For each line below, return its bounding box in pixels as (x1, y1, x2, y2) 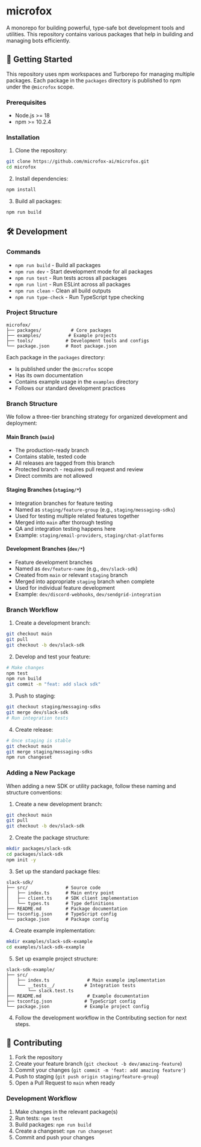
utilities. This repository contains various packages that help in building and (6, 30, 194, 37)
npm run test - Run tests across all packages (14, 274, 128, 281)
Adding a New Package (6, 768, 76, 777)
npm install (6, 187, 36, 193)
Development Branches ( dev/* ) (6, 545, 85, 552)
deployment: (6, 419, 37, 427)
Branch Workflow (6, 605, 58, 614)
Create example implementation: (14, 927, 96, 934)
